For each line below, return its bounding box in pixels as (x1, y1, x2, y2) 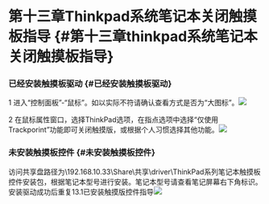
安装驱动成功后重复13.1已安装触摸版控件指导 (8, 186, 155, 197)
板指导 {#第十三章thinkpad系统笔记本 (8, 27, 258, 46)
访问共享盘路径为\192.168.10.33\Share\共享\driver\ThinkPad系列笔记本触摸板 (8, 166, 261, 177)
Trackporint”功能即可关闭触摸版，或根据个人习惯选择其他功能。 (8, 125, 219, 135)
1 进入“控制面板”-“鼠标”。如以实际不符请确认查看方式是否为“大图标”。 (8, 98, 239, 108)
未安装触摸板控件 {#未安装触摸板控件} (8, 147, 155, 158)
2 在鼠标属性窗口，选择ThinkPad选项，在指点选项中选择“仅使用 (8, 115, 219, 124)
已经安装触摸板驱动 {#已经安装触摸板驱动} (8, 78, 172, 89)
